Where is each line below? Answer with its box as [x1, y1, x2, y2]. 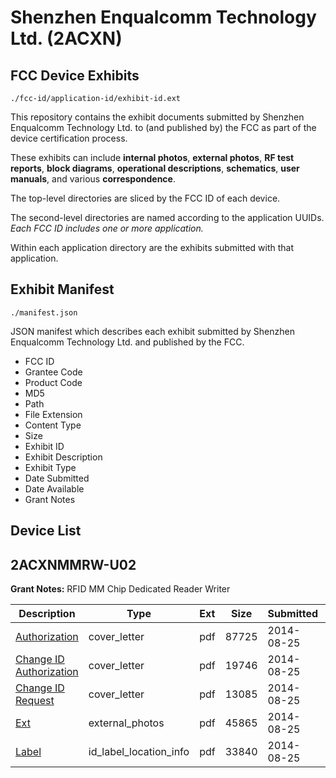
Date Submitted [24, 472, 90, 484]
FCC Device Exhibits [10, 67, 140, 84]
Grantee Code [24, 366, 83, 378]
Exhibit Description [24, 451, 103, 463]
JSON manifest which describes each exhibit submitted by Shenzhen [10, 325, 295, 337]
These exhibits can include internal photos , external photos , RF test [10, 152, 295, 163]
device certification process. [10, 132, 128, 144]
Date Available [24, 482, 85, 495]
